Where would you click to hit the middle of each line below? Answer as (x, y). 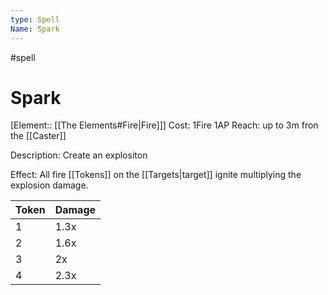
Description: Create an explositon (79, 155)
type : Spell (35, 19)
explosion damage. (49, 185)
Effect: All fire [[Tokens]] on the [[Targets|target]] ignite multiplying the (156, 175)
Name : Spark (35, 29)
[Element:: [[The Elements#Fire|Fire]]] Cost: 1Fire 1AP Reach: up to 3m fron (164, 125)
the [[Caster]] (38, 136)
